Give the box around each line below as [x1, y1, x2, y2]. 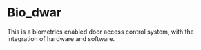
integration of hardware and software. [7, 34, 115, 42]
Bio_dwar [7, 5, 62, 21]
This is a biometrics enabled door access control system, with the [7, 27, 195, 36]
